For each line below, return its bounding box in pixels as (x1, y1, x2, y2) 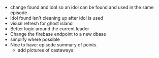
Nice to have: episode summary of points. (10, 42, 98, 47)
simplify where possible (10, 36, 60, 42)
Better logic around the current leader (10, 26, 89, 32)
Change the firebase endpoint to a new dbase (10, 31, 106, 37)
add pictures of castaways (17, 47, 74, 53)
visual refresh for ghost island (10, 20, 73, 26)
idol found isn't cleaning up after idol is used (10, 15, 103, 21)
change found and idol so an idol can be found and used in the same (10, 5, 154, 10)
